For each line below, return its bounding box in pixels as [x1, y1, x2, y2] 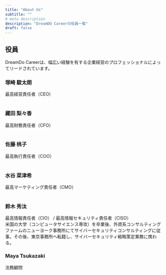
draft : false [5, 26, 32, 31]
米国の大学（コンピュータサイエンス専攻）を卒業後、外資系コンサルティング [5, 221, 161, 228]
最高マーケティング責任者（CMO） [5, 184, 76, 190]
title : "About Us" [5, 7, 43, 12]
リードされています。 [9, 65, 53, 71]
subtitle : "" [5, 12, 32, 17]
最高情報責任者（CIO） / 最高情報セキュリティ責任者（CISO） [5, 215, 131, 221]
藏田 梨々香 [5, 110, 32, 117]
